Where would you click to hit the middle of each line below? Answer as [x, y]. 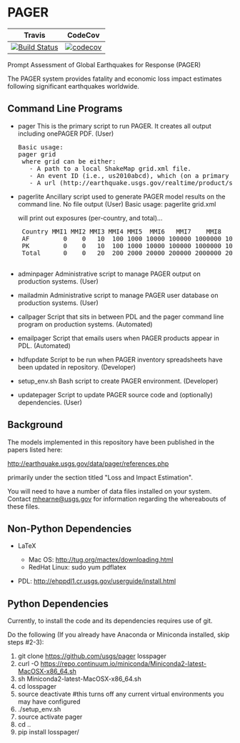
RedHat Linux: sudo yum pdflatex [77, 567]
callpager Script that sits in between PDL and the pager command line [121, 316]
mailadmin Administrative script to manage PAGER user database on [118, 295]
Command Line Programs [65, 109]
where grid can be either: [69, 161]
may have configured [49, 702]
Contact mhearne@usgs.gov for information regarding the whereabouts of [117, 499]
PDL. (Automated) [44, 345]
